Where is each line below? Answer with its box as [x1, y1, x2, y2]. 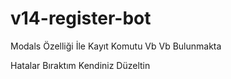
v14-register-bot [10, 7, 152, 30]
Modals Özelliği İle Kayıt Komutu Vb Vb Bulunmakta [10, 40, 222, 52]
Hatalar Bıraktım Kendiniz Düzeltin [10, 59, 151, 71]
